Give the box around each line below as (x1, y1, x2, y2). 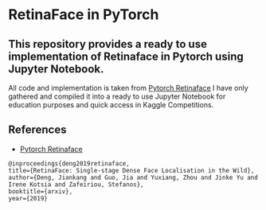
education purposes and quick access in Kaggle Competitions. (8, 100, 214, 109)
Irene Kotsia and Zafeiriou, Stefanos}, (8, 181, 145, 189)
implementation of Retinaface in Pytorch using (8, 49, 244, 63)
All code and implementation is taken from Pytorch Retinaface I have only (8, 84, 248, 92)
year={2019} (8, 194, 48, 202)
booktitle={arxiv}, (8, 187, 73, 196)
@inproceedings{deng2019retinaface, (8, 159, 130, 168)
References (8, 123, 67, 137)
